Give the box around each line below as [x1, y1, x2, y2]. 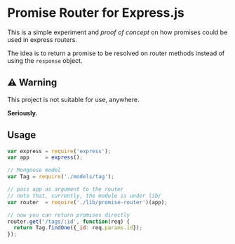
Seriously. [7, 108, 38, 117]
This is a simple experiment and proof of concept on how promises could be [7, 28, 228, 36]
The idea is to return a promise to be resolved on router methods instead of [7, 49, 225, 57]
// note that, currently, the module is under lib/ [7, 192, 161, 199]
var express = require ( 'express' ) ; [7, 148, 112, 155]
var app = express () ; [7, 154, 83, 162]
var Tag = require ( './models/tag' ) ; [7, 173, 114, 180]
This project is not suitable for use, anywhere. [7, 95, 140, 103]
